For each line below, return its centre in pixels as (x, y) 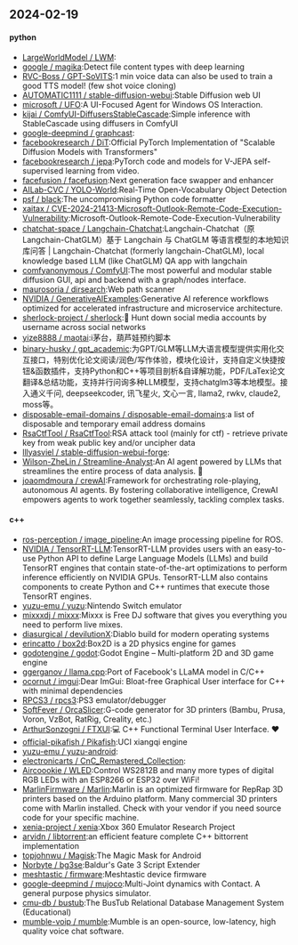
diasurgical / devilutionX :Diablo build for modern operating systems (145, 634)
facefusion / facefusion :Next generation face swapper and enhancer (148, 180)
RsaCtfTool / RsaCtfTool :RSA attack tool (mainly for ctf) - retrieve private (155, 433)
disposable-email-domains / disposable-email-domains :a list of (138, 414)
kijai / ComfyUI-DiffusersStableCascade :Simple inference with (136, 114)
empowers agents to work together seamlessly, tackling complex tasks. (153, 499)
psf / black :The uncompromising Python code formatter (124, 198)
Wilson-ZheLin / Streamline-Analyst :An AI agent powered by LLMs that (152, 461)
